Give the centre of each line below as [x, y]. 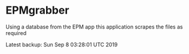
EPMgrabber [37, 10]
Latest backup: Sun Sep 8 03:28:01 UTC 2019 [62, 45]
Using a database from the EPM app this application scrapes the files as [94, 27]
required [16, 33]
